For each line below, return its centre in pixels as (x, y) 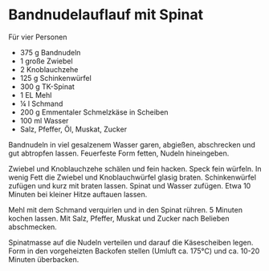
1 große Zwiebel (47, 61)
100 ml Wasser (44, 120)
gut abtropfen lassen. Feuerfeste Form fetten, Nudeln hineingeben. (119, 153)
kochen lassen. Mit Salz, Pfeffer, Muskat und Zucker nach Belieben (119, 218)
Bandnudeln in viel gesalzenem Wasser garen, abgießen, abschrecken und (132, 144)
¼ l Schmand (41, 103)
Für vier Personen (38, 37)
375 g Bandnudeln (50, 52)
